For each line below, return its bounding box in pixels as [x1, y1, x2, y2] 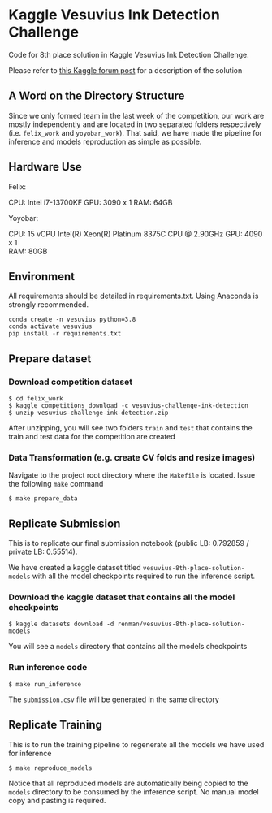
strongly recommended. [8, 300, 89, 309]
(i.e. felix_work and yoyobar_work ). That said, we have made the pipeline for [8, 128, 262, 137]
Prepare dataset [8, 352, 92, 365]
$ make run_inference [8, 680, 82, 688]
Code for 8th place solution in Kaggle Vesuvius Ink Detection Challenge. [8, 50, 249, 59]
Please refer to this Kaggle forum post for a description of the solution [8, 65, 243, 75]
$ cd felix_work [8, 395, 63, 403]
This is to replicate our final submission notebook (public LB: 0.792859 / [8, 538, 249, 548]
